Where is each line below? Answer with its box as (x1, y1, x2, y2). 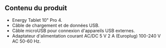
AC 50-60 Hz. (12, 38, 41, 44)
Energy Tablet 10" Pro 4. (12, 17, 62, 23)
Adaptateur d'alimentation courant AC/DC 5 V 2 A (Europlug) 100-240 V (12, 33, 161, 39)
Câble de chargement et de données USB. (12, 22, 100, 28)
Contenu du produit (5, 4, 67, 12)
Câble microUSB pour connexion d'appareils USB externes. (12, 27, 135, 34)
